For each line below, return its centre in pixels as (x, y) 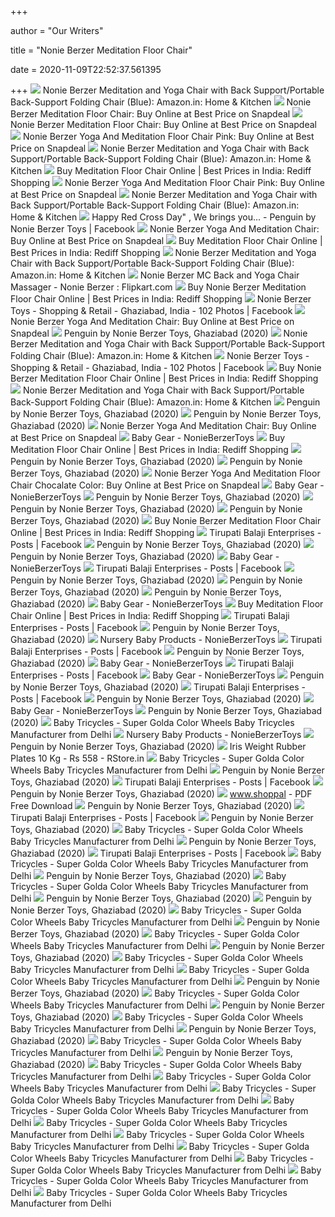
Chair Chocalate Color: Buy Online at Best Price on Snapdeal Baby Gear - (167, 485)
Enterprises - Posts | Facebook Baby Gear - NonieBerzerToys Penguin (167, 675)
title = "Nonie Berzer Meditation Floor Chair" (101, 50)
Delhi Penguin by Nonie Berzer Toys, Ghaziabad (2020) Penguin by (161, 898)
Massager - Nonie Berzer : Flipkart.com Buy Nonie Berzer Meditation (158, 287)
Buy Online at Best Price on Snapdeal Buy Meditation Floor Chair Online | (166, 240)
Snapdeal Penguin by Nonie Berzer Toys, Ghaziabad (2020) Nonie (159, 333)
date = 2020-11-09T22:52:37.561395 (86, 69)
